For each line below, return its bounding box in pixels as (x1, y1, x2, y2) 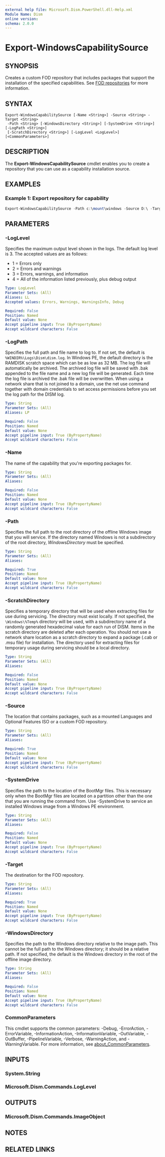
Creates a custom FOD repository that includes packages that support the (5, 75, 155, 81)
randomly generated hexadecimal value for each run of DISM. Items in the (5, 624, 155, 630)
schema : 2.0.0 (5, 21, 34, 26)
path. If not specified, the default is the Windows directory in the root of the (5, 952, 158, 957)
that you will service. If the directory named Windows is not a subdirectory (5, 534, 156, 540)
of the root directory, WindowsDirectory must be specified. (5, 539, 124, 545)
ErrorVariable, (5, 1030, 33, 1036)
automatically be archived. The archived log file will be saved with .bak (5, 365, 148, 371)
